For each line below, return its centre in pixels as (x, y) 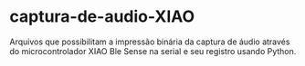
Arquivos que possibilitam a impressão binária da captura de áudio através (150, 42)
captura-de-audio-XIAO (102, 17)
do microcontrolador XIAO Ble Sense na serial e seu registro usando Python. (153, 51)
